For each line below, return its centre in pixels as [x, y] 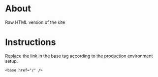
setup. [12, 61]
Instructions [31, 42]
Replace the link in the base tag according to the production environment [79, 56]
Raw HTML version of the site [35, 22]
